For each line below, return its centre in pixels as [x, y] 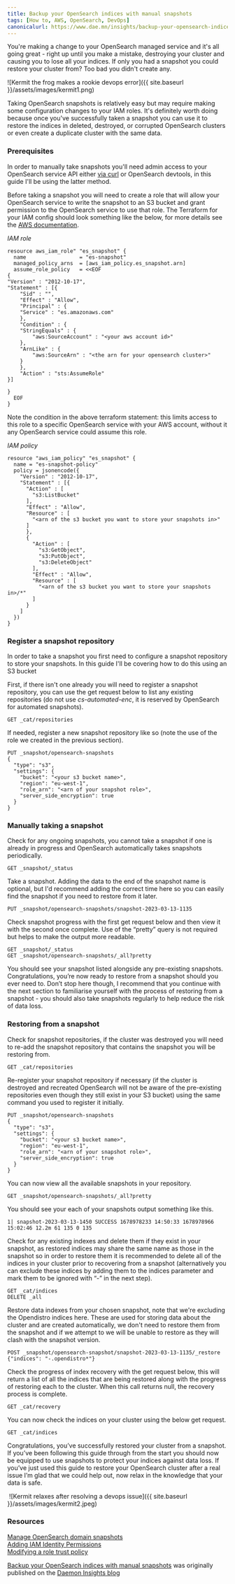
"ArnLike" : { [40, 349]
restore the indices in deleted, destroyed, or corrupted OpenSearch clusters [116, 126]
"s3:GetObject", [62, 550]
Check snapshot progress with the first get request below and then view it [114, 922]
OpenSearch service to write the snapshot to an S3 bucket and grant [106, 202]
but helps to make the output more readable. [71, 937]
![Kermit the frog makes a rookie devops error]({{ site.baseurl [95, 83]
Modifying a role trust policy [48, 1551]
